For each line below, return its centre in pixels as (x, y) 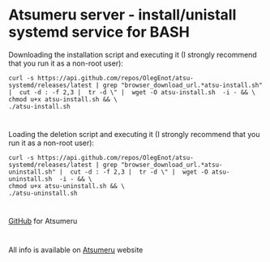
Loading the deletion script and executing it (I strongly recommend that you (134, 135)
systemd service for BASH (99, 32)
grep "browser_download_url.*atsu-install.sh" (183, 85)
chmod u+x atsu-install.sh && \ (63, 99)
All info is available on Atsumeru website (76, 250)
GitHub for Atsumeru (43, 221)
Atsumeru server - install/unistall (122, 15)
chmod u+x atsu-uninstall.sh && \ (67, 187)
